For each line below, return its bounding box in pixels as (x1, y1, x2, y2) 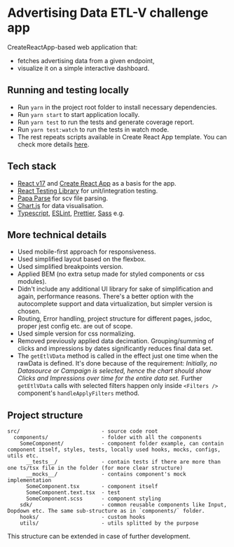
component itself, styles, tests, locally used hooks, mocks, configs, (7, 446, 221, 453)
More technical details (7, 229, 107, 241)
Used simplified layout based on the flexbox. (17, 255, 146, 263)
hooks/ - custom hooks (20, 513, 146, 521)
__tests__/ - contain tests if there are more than (25, 459, 221, 466)
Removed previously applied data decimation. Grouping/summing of (17, 337, 214, 345)
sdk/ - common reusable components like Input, (20, 501, 228, 508)
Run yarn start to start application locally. (17, 110, 140, 118)
